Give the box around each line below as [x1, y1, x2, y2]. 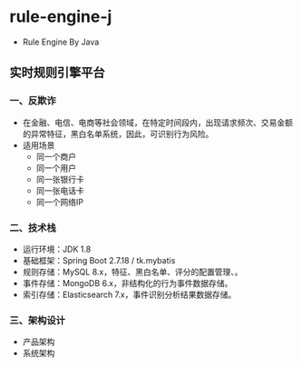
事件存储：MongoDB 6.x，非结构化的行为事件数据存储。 [22, 277, 233, 288]
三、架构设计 [9, 313, 66, 326]
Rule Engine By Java [22, 36, 100, 47]
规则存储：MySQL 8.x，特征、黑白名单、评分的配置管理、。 [22, 266, 243, 277]
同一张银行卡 [35, 174, 84, 184]
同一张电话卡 [35, 184, 84, 196]
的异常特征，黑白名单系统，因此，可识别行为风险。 [22, 128, 214, 139]
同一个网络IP [35, 196, 84, 207]
